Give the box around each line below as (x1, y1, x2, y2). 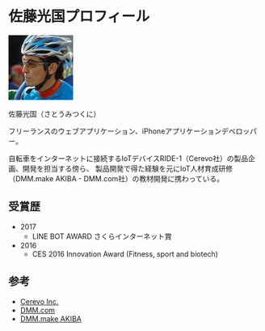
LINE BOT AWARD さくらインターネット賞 (32, 231, 172, 241)
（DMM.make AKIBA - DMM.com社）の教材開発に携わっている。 (8, 173, 225, 183)
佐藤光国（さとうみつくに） (8, 108, 101, 118)
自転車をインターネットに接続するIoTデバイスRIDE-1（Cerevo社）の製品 (8, 153, 249, 163)
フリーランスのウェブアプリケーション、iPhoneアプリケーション (8, 126, 222, 136)
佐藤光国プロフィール (8, 7, 150, 26)
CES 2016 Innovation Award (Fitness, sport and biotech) (32, 248, 218, 259)
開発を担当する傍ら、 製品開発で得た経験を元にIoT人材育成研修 (22, 163, 233, 173)
